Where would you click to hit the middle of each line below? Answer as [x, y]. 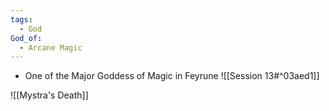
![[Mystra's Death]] [49, 95]
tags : [21, 19]
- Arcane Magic [51, 47]
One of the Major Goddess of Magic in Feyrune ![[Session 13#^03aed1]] [172, 76]
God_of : [26, 38]
